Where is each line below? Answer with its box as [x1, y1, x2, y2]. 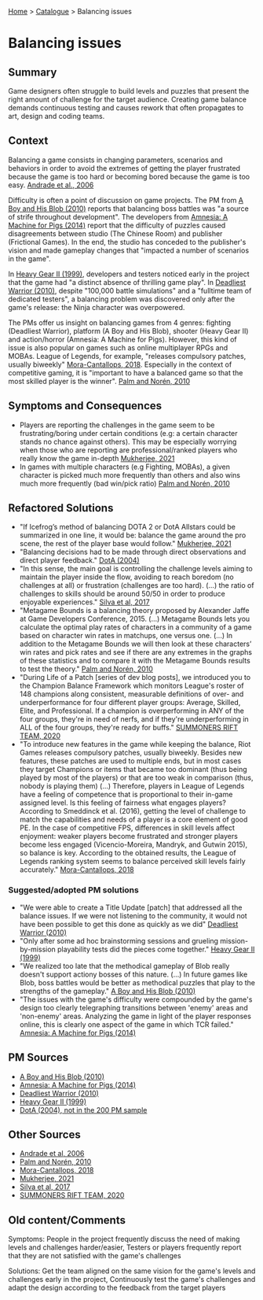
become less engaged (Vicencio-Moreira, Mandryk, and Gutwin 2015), [19, 840, 248, 849]
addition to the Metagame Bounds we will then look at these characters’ [19, 639, 252, 648]
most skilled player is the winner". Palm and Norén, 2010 [8, 376, 191, 386]
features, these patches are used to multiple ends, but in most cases [19, 756, 242, 766]
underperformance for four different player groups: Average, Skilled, [19, 698, 241, 707]
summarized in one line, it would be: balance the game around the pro [19, 530, 247, 540]
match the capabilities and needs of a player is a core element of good [19, 814, 248, 825]
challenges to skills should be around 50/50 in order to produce [19, 589, 225, 599]
